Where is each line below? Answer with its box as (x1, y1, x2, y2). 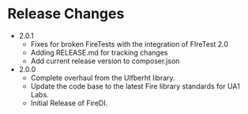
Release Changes (7, 5, 125, 23)
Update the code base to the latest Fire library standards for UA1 (30, 81, 240, 91)
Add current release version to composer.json (30, 56, 180, 66)
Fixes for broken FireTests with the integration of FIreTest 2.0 (30, 39, 229, 48)
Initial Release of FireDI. (30, 98, 108, 108)
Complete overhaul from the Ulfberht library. (30, 73, 175, 82)
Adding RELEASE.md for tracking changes (30, 47, 168, 57)
